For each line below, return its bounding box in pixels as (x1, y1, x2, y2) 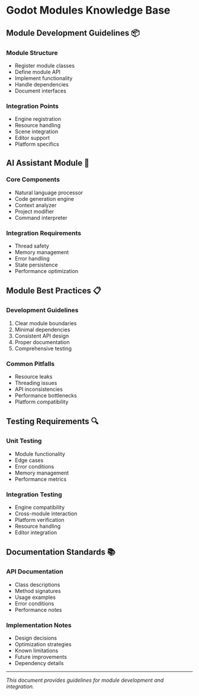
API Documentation (6, 567, 64, 576)
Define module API (14, 68, 61, 75)
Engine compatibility (14, 504, 65, 511)
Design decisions (14, 634, 57, 642)
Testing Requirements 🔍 (6, 416, 99, 426)
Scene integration (14, 128, 58, 135)
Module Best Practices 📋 (6, 286, 102, 296)
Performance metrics (14, 475, 67, 483)
